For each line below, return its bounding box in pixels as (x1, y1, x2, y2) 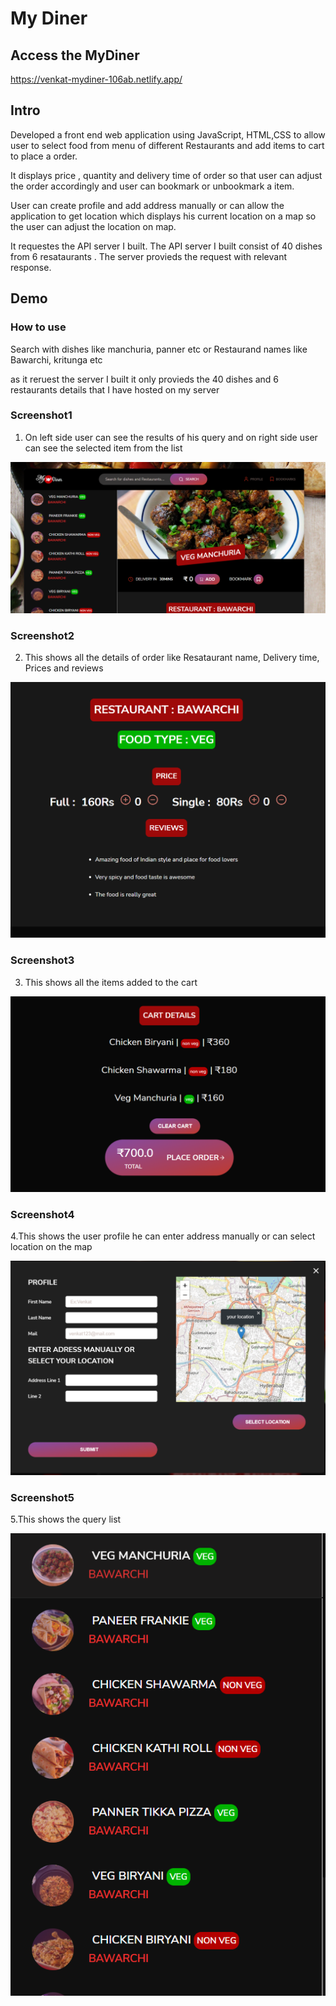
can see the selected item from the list (24, 442, 183, 454)
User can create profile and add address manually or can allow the (10, 199, 285, 211)
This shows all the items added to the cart (24, 976, 198, 988)
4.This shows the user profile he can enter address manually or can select (10, 1230, 316, 1242)
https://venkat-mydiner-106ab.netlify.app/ (10, 73, 183, 85)
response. (10, 261, 52, 273)
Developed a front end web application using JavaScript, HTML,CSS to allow (10, 128, 326, 141)
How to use (10, 320, 67, 334)
